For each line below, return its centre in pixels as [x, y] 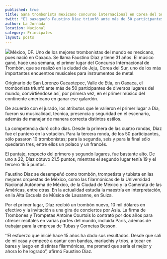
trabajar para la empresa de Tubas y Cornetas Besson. [61, 226]
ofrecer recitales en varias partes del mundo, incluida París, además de [78, 220]
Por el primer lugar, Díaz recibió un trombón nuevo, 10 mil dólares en [75, 204]
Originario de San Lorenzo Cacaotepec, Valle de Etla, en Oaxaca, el [74, 83]
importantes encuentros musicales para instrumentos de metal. [70, 73]
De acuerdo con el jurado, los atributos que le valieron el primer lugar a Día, [83, 108]
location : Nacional [25, 28]
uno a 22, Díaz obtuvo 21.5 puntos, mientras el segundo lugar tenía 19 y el [81, 159]
